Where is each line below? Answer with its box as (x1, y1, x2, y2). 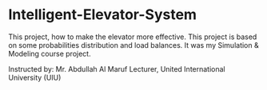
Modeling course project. (8, 49, 91, 58)
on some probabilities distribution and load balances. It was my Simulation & (8, 40, 259, 49)
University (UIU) (8, 72, 62, 82)
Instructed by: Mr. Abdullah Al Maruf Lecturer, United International (8, 64, 225, 73)
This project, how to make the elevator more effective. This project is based (8, 32, 257, 41)
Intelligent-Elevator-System (8, 6, 197, 24)
